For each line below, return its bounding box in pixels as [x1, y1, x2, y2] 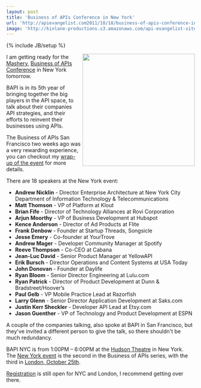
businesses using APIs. [6, 122, 63, 129]
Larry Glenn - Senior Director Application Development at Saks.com [14, 297, 183, 304]
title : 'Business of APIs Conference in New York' [6, 14, 135, 20]
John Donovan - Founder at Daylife [14, 265, 103, 272]
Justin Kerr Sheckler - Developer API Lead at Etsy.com [14, 304, 151, 311]
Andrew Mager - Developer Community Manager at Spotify [14, 240, 163, 247]
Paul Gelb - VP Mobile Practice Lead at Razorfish [14, 291, 136, 298]
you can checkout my [6, 153, 60, 160]
